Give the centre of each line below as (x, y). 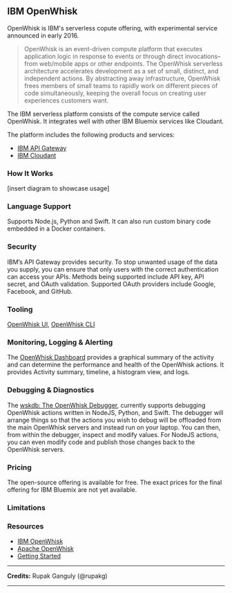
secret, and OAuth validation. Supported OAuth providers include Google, (112, 284)
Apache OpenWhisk (45, 549)
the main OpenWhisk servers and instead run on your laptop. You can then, (114, 427)
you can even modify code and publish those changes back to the (101, 442)
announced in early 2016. (43, 35)
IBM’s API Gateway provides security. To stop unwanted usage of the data (112, 262)
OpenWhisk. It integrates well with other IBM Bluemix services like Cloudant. (116, 121)
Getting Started (39, 556)
